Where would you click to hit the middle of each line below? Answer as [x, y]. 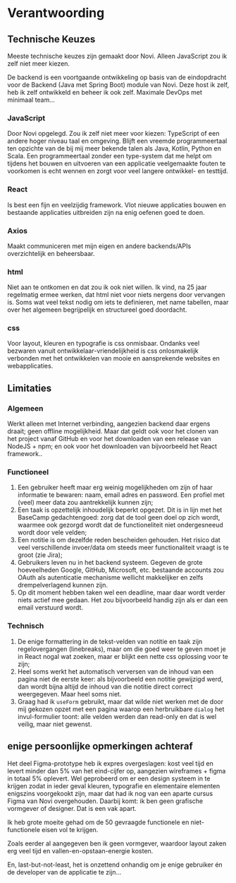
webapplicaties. [30, 366]
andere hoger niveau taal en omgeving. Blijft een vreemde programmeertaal [117, 141]
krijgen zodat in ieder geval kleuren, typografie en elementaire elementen [114, 785]
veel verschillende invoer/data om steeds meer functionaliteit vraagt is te [123, 548]
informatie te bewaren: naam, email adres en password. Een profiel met [121, 495]
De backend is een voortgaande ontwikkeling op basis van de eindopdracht [117, 77]
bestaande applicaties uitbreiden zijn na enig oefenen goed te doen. [106, 212]
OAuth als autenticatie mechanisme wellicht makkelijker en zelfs [110, 578]
